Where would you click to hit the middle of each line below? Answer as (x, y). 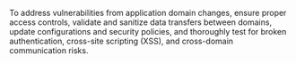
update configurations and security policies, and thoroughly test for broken (148, 31)
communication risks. (49, 51)
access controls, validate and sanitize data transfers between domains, (140, 22)
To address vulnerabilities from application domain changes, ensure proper (148, 13)
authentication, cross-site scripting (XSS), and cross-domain (122, 41)
